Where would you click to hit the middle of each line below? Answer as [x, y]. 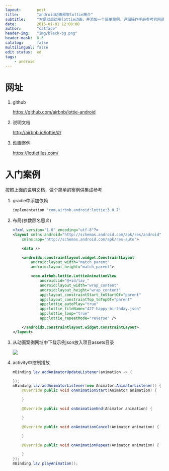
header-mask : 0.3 [24, 38]
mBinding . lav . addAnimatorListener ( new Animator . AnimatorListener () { [87, 386]
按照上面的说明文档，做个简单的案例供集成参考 [54, 190]
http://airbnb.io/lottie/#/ [37, 133]
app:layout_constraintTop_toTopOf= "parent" [86, 300]
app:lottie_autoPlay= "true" [69, 304]
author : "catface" [31, 29]
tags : [11, 57]
